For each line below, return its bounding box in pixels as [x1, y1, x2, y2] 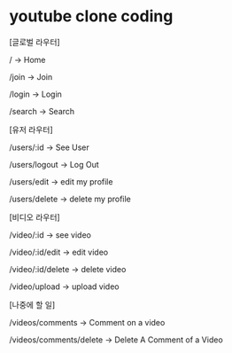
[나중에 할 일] [9, 299, 56, 310]
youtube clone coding [9, 6, 174, 27]
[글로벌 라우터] [9, 36, 60, 47]
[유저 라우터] [9, 124, 53, 135]
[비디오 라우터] [9, 211, 60, 223]
